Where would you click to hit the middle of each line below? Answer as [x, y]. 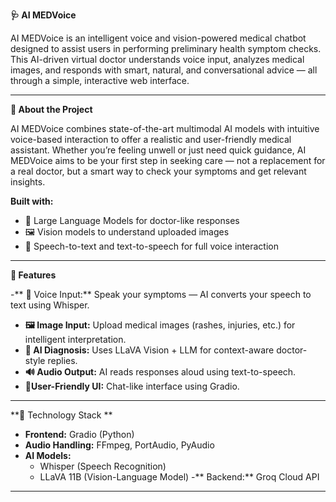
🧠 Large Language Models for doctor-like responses [132, 220]
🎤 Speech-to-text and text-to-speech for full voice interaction [151, 246]
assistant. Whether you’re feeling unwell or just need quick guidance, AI [158, 150]
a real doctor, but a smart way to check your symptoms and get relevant [158, 171]
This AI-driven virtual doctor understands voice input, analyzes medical [157, 59]
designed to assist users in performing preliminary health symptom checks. [166, 48]
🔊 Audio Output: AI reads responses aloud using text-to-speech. [160, 372]
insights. [28, 182]
